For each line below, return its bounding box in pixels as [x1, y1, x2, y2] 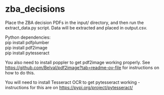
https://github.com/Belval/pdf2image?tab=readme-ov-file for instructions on [5, 65, 160, 71]
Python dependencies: [5, 34, 51, 40]
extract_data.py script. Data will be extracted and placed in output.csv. [5, 24, 148, 30]
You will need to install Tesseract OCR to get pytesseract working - [5, 79, 141, 85]
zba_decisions [5, 3, 65, 15]
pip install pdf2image [5, 45, 47, 50]
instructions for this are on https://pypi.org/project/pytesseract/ [5, 84, 133, 90]
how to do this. [5, 70, 35, 75]
